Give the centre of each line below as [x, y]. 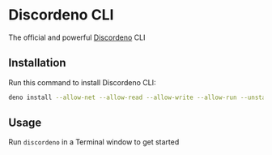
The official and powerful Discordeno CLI [77, 37]
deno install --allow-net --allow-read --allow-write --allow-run [123, 97]
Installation [37, 63]
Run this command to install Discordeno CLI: [82, 82]
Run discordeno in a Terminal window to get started [94, 142]
